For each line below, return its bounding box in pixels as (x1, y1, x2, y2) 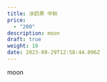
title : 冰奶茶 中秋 (7, 10, 58, 17)
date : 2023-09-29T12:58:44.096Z (7, 49, 100, 56)
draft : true (7, 36, 41, 43)
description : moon (7, 29, 60, 37)
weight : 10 (7, 42, 39, 49)
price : (7, 17, 26, 24)
